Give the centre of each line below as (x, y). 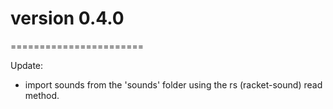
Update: (27, 65)
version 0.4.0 (67, 18)
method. (42, 95)
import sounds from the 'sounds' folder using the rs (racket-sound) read (173, 84)
